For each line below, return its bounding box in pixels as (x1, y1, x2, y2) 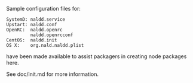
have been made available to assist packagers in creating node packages (6, 53, 187, 60)
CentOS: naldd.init (6, 37, 58, 43)
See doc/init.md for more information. (6, 71, 99, 78)
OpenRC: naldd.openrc (6, 27, 63, 33)
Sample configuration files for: (6, 5, 81, 12)
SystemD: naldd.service (6, 17, 66, 23)
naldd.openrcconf (30, 32, 73, 38)
